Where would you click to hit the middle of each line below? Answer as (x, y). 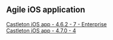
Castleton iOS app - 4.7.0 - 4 (41, 30)
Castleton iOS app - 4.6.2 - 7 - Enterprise (56, 24)
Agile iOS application (46, 10)
